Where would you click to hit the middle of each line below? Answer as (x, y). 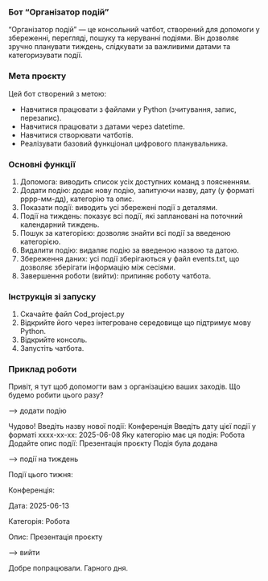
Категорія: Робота (39, 521)
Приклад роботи (43, 369)
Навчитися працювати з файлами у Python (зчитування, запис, (128, 109)
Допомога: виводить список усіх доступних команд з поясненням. (135, 181)
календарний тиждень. (60, 225)
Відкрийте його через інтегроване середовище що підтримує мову (136, 323)
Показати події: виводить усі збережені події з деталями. (119, 207)
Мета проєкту (37, 76)
